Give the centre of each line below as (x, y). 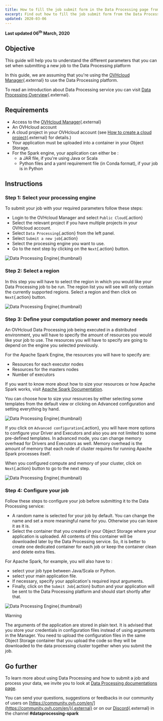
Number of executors (33, 374)
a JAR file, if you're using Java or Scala (58, 158)
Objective (20, 49)
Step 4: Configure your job (37, 490)
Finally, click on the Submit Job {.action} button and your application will (83, 586)
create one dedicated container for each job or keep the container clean (84, 547)
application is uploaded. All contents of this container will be (72, 536)
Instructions (24, 184)
